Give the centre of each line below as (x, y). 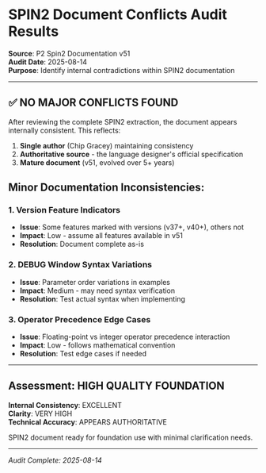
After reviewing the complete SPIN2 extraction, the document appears (123, 121)
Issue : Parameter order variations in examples (95, 282)
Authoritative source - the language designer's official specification (131, 154)
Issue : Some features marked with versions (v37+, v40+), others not (131, 227)
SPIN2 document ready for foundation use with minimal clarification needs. (131, 437)
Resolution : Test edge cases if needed (83, 354)
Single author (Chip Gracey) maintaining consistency (106, 145)
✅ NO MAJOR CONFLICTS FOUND (93, 103)
